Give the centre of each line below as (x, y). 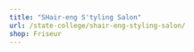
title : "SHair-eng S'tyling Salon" (76, 17)
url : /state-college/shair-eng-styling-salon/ (97, 26)
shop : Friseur (36, 33)
